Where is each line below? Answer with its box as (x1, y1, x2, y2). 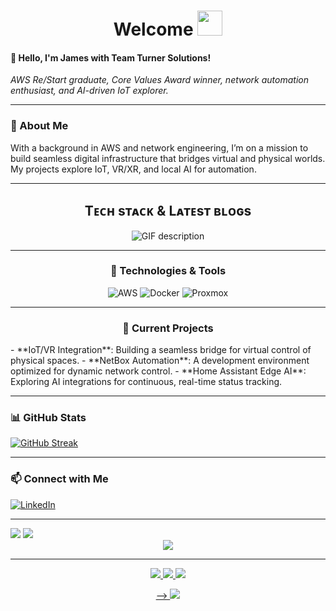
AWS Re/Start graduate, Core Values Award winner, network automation (10, 74, 309, 86)
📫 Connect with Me (10, 472, 109, 486)
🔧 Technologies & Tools (109, 264, 227, 278)
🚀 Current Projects (122, 321, 214, 335)
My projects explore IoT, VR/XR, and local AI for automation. (10, 163, 257, 175)
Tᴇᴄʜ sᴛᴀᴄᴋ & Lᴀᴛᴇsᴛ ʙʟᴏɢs (84, 203, 252, 220)
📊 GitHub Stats (10, 411, 87, 425)
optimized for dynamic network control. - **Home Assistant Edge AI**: (10, 365, 307, 377)
